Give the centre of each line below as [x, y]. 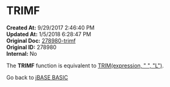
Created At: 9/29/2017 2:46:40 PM [50, 28]
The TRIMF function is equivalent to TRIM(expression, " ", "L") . [85, 66]
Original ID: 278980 [31, 47]
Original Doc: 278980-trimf [41, 40]
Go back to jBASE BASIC [37, 77]
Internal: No [22, 53]
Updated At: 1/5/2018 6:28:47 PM [49, 34]
